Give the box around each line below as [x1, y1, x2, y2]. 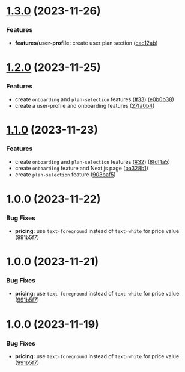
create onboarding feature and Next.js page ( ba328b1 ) [14, 164, 148, 172]
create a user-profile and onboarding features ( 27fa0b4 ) [14, 102, 155, 109]
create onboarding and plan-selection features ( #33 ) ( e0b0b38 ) [14, 95, 174, 103]
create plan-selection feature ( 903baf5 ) [14, 171, 116, 178]
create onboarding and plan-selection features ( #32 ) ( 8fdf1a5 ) [14, 158, 170, 166]
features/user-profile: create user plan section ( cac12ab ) [14, 39, 158, 46]
